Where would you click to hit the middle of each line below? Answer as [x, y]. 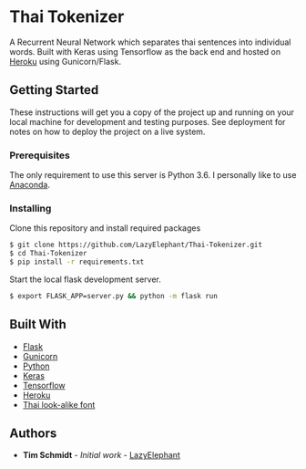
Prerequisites [40, 155]
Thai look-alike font [59, 404]
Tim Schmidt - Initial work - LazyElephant [101, 455]
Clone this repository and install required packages [105, 228]
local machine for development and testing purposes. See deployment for [148, 121]
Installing [31, 208]
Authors [33, 434]
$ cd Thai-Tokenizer [49, 254]
